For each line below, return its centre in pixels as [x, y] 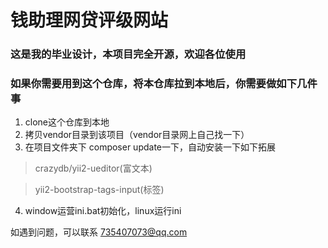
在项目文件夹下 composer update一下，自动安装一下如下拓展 [150, 147]
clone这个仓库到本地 [67, 122]
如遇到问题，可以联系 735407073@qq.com [99, 232]
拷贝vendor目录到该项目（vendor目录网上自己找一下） [137, 135]
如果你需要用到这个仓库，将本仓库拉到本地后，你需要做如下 [154, 84]
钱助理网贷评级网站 [89, 20]
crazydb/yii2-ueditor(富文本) [93, 168]
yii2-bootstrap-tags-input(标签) [99, 190]
